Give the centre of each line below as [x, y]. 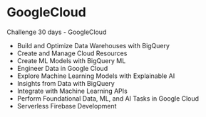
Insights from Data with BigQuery [66, 83]
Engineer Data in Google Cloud [62, 68]
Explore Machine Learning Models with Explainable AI [96, 76]
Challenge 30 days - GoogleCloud [57, 32]
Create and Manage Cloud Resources [72, 53]
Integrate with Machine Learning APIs [72, 91]
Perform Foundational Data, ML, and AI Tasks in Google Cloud [108, 98]
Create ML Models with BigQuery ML [71, 60]
